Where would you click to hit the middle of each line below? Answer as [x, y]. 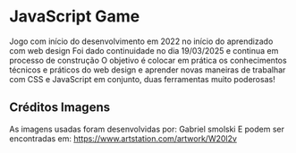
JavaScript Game [75, 17]
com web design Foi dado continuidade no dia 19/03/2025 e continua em [144, 50]
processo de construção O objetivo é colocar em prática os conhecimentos [148, 60]
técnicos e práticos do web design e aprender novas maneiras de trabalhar [148, 70]
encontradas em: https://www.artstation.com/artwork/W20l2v [123, 138]
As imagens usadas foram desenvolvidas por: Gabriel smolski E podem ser [147, 129]
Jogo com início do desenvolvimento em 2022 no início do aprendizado [141, 41]
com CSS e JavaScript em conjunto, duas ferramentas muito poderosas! [142, 79]
